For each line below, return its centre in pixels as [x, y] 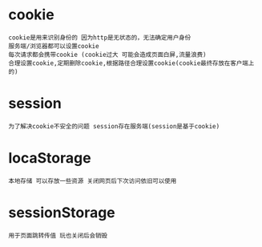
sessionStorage [62, 213]
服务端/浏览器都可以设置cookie [54, 46]
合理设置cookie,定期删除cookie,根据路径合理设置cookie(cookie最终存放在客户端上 [131, 63]
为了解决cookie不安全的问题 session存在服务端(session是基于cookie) [114, 126]
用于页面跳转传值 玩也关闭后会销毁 [58, 235]
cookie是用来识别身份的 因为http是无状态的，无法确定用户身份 [100, 38]
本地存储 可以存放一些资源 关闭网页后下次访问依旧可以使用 [93, 181]
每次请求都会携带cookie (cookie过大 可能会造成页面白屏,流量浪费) [107, 55]
